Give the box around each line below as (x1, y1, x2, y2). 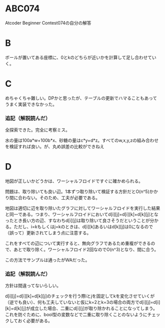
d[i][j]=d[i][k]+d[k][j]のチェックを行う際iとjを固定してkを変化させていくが (5, 293, 155, 299)
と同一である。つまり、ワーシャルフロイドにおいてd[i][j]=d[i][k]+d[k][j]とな (5, 212, 159, 218)
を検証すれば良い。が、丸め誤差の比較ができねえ (5, 144, 104, 149)
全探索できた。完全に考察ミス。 (5, 127, 70, 133)
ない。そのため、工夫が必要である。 (26, 195, 100, 201)
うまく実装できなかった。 (5, 101, 57, 107)
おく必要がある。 (18, 318, 53, 324)
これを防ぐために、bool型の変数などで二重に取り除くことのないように (5, 312, 148, 318)
